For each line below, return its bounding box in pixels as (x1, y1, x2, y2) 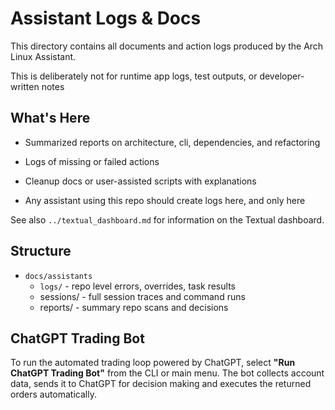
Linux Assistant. (10, 50, 77, 62)
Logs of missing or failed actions (24, 155, 160, 167)
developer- (259, 70, 305, 82)
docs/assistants (24, 271, 93, 281)
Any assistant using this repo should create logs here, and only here (24, 194, 306, 206)
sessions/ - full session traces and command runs (39, 290, 246, 302)
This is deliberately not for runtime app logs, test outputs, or (10, 70, 258, 82)
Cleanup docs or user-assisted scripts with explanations (24, 175, 257, 187)
